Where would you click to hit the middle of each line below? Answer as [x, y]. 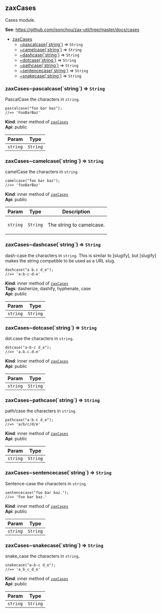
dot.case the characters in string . [40, 338]
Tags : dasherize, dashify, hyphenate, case [48, 288]
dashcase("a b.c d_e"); [29, 270]
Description [76, 212]
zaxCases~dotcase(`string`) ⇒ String [51, 327]
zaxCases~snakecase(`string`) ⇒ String [54, 545]
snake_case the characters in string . [42, 556]
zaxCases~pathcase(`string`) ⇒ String [53, 400]
